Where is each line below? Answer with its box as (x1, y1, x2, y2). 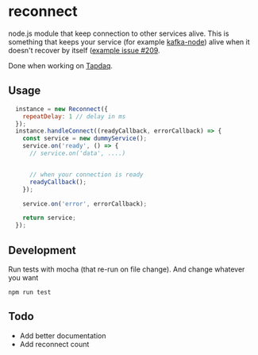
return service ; (22, 214, 77, 222)
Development (8, 243, 77, 257)
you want (8, 272, 39, 282)
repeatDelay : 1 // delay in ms (22, 112, 126, 121)
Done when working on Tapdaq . (8, 60, 114, 70)
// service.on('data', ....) (29, 149, 126, 157)
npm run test (8, 288, 52, 296)
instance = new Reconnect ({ (15, 105, 109, 113)
